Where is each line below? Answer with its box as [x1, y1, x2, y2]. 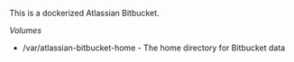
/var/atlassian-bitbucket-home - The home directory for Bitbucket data [22, 42, 286, 53]
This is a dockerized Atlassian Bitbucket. [9, 8, 160, 18]
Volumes [9, 25, 42, 35]
